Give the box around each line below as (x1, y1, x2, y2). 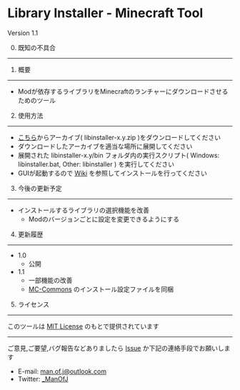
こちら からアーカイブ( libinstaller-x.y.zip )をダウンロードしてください (17, 133, 221, 141)
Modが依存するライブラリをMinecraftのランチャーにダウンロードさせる (17, 87, 229, 96)
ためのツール (17, 96, 56, 104)
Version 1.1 (7, 29, 38, 37)
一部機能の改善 (28, 276, 73, 284)
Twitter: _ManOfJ (17, 374, 69, 383)
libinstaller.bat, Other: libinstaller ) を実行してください (17, 159, 175, 169)
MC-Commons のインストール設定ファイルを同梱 (28, 284, 174, 294)
